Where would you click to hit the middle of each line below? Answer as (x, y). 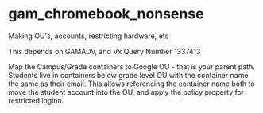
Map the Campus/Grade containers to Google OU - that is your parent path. (132, 66)
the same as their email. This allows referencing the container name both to (132, 84)
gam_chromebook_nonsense (106, 14)
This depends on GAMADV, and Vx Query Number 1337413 (104, 51)
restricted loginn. (36, 100)
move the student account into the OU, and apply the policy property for (126, 92)
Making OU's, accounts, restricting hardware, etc (89, 36)
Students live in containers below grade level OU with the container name (128, 75)
